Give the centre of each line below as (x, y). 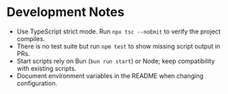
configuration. (37, 83)
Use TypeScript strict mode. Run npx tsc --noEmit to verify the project (119, 31)
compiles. (31, 38)
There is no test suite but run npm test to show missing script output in (119, 46)
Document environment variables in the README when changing (110, 76)
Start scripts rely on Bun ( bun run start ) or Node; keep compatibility (116, 61)
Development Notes (66, 12)
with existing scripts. (47, 68)
